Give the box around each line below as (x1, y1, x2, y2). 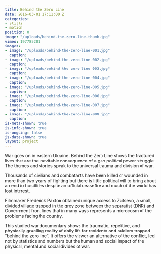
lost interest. (5, 188, 30, 194)
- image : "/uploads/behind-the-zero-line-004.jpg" (5, 75, 110, 80)
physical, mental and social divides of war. (5, 243, 90, 249)
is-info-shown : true (5, 125, 47, 130)
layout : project (5, 139, 38, 144)
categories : (5, 16, 29, 21)
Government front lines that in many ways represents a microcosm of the (5, 208, 152, 213)
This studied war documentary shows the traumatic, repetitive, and (5, 223, 140, 228)
